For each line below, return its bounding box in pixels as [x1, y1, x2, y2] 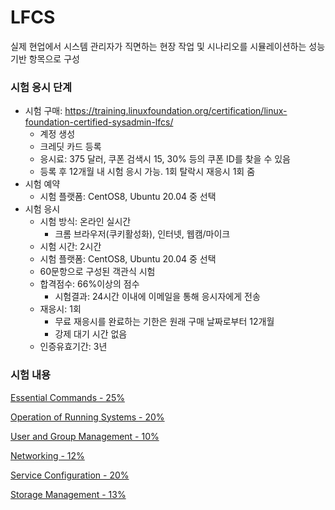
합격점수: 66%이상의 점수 [39, 278, 140, 290]
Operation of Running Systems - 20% [10, 411, 165, 423]
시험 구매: [24, 105, 63, 117]
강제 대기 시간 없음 [54, 328, 128, 340]
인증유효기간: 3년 [39, 341, 108, 353]
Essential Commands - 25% [10, 391, 125, 403]
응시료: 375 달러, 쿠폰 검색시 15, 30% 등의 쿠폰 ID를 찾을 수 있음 [39, 153, 291, 165]
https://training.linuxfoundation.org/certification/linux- [64, 105, 288, 117]
